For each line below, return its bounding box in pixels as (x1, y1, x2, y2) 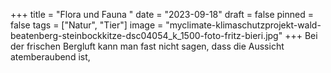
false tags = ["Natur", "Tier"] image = (10, 19, 164, 31)
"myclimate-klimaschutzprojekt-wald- (165, 19, 322, 31)
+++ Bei (284, 30, 318, 41)
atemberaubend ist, (10, 51, 91, 63)
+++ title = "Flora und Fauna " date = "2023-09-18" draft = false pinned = (10, 9, 314, 20)
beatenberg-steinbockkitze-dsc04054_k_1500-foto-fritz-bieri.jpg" (10, 30, 283, 41)
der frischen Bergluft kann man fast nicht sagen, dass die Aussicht (10, 40, 285, 52)
